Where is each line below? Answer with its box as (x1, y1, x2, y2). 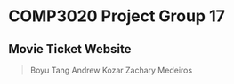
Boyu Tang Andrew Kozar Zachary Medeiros (29, 65, 193, 75)
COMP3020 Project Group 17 (8, 6, 226, 27)
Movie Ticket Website (8, 42, 132, 57)
